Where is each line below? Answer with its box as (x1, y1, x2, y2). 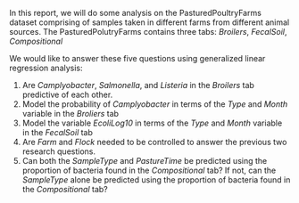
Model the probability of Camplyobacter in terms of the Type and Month (21, 99, 288, 110)
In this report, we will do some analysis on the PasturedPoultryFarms (9, 8, 262, 18)
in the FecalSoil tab (21, 127, 94, 137)
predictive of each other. (21, 89, 113, 100)
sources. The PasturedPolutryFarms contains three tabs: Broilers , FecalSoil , (9, 27, 287, 37)
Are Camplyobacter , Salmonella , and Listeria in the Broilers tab (21, 80, 254, 90)
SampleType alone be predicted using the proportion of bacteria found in (21, 175, 291, 185)
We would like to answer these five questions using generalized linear (9, 53, 266, 63)
